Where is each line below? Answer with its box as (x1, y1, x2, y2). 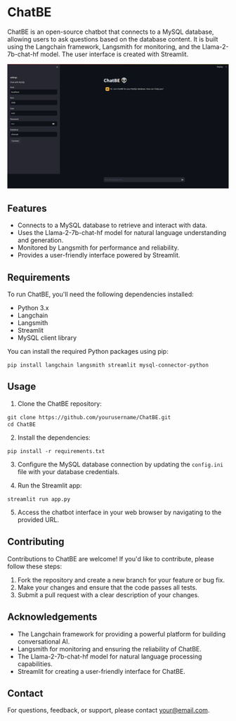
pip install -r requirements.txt (7, 447, 105, 454)
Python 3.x (17, 304, 49, 312)
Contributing (7, 536, 65, 548)
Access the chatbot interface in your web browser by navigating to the (17, 508, 222, 516)
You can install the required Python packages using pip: (7, 347, 169, 356)
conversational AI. (17, 637, 70, 646)
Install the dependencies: (17, 433, 91, 442)
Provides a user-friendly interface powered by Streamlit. (17, 251, 181, 260)
